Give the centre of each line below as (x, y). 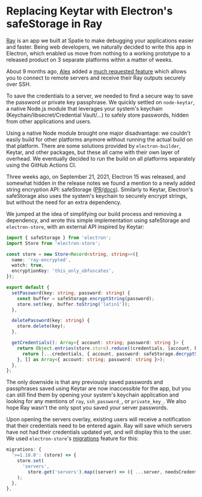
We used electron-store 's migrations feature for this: (72, 439)
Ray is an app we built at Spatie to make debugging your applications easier (100, 40)
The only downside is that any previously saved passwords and (85, 382)
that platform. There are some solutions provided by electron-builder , (94, 146)
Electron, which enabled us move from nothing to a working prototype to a (98, 53)
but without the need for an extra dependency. (64, 202)
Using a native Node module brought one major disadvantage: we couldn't (98, 133)
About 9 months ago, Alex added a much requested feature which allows (96, 71)
